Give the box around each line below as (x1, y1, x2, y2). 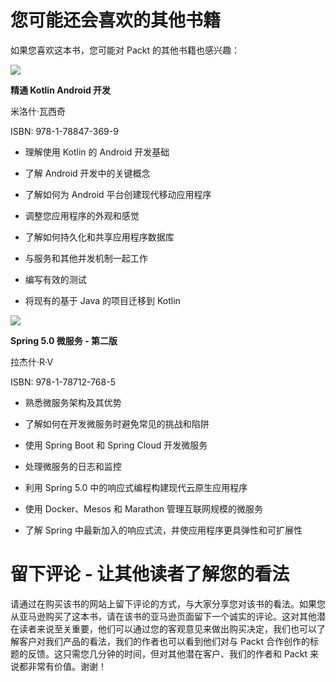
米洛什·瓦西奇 (10, 105, 67, 117)
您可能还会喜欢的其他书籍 (10, 9, 222, 32)
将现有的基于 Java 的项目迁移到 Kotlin (24, 294, 181, 306)
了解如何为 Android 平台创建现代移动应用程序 (24, 188, 212, 200)
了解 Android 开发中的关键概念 (24, 167, 151, 179)
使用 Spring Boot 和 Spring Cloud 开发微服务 (24, 439, 208, 451)
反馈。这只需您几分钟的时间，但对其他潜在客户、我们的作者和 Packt (27, 647, 308, 660)
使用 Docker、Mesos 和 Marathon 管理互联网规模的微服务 (24, 502, 263, 515)
